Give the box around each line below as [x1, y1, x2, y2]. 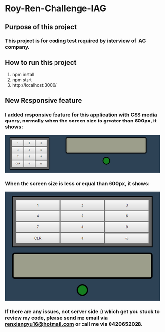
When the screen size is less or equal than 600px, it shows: [5, 180, 150, 187]
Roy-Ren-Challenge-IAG [5, 3, 107, 14]
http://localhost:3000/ [12, 82, 57, 88]
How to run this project [5, 59, 77, 67]
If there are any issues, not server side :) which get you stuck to [5, 308, 160, 315]
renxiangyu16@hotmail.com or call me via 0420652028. [5, 320, 143, 327]
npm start [12, 77, 32, 83]
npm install [12, 72, 35, 78]
